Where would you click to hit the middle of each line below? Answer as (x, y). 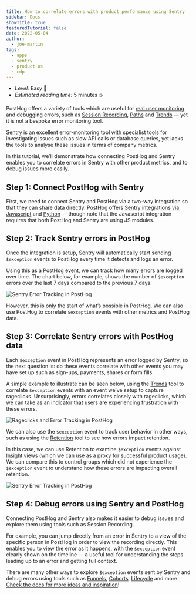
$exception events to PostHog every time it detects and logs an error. (89, 259)
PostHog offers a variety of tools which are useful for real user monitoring (95, 109)
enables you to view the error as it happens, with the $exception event (91, 548)
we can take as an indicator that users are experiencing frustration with (92, 402)
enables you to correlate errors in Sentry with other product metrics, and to (97, 163)
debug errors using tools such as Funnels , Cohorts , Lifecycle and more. (92, 578)
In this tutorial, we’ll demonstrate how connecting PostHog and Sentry (91, 156)
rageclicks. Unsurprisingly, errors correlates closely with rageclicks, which (96, 396)
